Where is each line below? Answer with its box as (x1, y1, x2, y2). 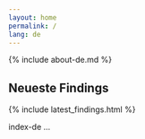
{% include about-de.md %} (8, 55, 113, 65)
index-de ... (8, 122, 51, 133)
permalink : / (8, 22, 57, 30)
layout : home (8, 13, 57, 22)
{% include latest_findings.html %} (8, 104, 136, 115)
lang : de (8, 30, 41, 39)
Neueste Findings (8, 80, 109, 95)
